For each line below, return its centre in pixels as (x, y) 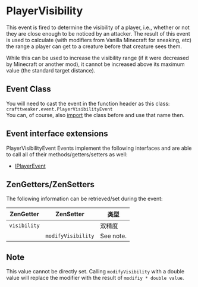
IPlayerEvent (30, 166)
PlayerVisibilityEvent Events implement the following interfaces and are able (99, 148)
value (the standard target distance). (51, 70)
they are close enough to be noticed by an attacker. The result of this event (98, 33)
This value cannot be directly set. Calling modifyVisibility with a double (95, 272)
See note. (113, 236)
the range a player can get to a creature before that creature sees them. (94, 46)
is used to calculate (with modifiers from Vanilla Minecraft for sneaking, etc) (99, 40)
